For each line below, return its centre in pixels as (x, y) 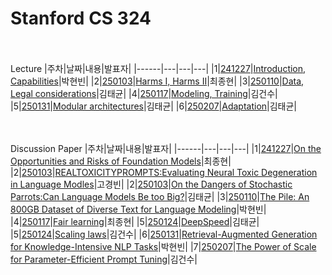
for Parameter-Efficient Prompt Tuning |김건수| (104, 259)
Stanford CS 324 (81, 18)
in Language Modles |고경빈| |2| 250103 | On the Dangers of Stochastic (151, 184)
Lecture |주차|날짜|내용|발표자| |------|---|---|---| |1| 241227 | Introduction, (158, 68)
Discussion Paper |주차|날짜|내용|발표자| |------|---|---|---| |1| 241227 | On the (166, 148)
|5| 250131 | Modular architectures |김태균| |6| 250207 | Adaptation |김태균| (153, 106)
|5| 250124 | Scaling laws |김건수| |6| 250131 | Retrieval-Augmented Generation (164, 234)
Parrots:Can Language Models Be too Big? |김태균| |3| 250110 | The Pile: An (160, 196)
